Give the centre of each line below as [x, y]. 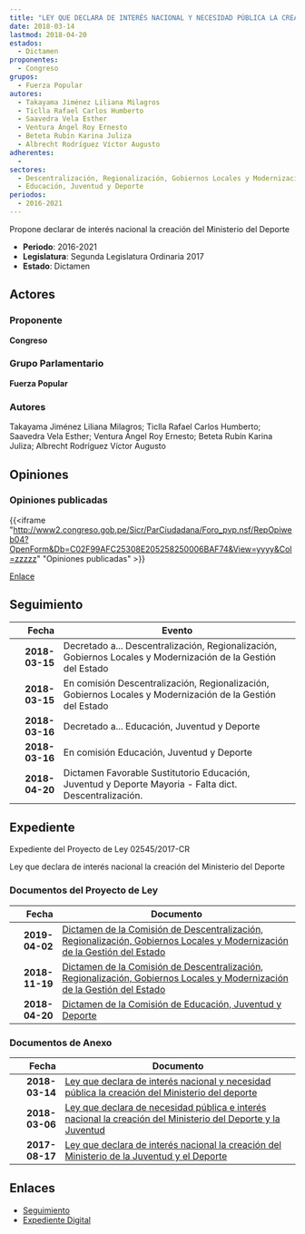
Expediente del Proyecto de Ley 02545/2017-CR [100, 849]
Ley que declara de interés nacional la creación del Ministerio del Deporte [148, 867]
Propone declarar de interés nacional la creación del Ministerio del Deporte [150, 229]
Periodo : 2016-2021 [59, 247]
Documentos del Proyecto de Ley [84, 890]
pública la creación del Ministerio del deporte [161, 1092]
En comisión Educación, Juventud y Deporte [157, 752]
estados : [26, 43]
